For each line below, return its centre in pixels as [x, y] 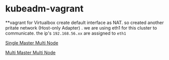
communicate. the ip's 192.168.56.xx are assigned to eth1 [66, 33]
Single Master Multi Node [32, 42]
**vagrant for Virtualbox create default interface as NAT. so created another [84, 22]
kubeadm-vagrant [44, 9]
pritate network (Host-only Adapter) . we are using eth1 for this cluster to [81, 27]
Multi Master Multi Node [30, 52]
